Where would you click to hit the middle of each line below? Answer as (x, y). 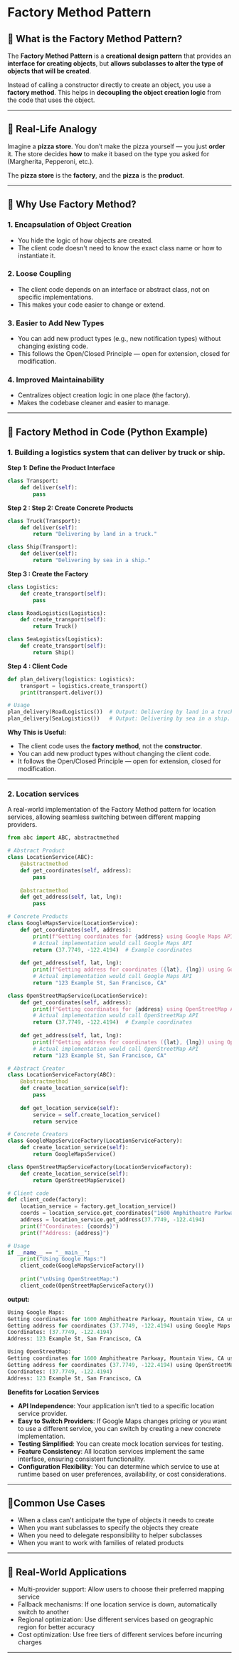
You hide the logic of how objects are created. (85, 240)
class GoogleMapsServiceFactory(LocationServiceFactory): (95, 1141)
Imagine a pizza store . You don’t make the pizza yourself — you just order (116, 146)
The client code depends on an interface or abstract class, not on (113, 289)
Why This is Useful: (37, 733)
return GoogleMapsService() (74, 1154)
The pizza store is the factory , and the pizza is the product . (96, 175)
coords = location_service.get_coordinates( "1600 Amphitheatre (116, 1213)
